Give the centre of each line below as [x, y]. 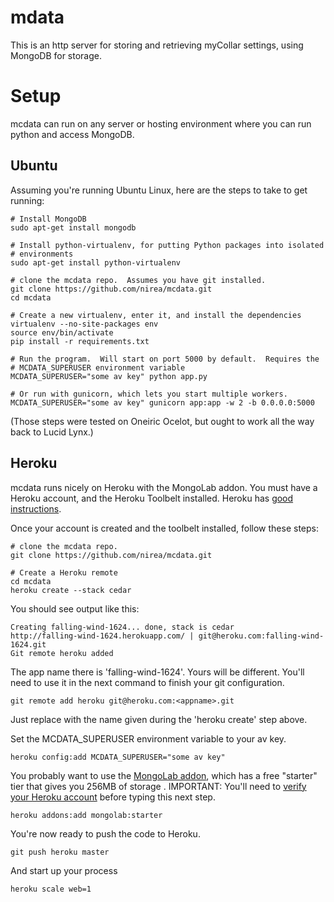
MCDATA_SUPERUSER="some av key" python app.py [109, 376]
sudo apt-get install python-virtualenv [96, 262]
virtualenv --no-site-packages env [84, 324]
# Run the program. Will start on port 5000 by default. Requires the [165, 359]
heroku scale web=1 [51, 889]
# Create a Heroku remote [64, 572]
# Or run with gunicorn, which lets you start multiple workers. [149, 394]
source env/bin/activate [62, 332]
